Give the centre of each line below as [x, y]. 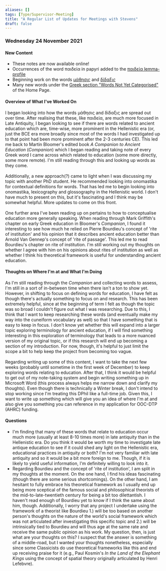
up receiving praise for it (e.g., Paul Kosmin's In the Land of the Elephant [86, 553]
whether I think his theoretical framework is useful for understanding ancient [83, 255]
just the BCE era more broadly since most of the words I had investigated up [83, 134]
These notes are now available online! [51, 64]
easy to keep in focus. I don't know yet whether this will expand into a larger [83, 325]
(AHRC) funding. [22, 409]
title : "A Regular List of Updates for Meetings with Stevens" [72, 19]
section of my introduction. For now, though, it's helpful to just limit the [77, 346]
